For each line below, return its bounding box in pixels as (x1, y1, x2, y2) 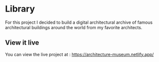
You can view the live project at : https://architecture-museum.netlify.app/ (5, 51, 154, 57)
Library (5, 3, 35, 15)
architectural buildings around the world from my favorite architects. (5, 24, 143, 30)
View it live (5, 39, 39, 47)
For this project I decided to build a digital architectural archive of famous (5, 19, 153, 25)
